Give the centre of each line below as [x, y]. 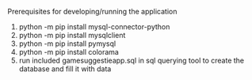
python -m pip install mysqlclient [72, 35]
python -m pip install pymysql [67, 44]
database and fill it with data [65, 69]
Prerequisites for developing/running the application [92, 11]
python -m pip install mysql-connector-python [94, 27]
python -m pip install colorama [69, 52]
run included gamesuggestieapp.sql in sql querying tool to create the [132, 60]
